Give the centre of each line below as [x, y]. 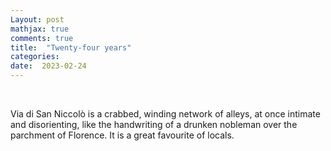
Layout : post [37, 19]
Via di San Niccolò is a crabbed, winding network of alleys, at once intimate [165, 114]
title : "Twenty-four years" [71, 47]
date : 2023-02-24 [48, 66]
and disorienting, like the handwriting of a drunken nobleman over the [154, 124]
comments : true [42, 38]
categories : [35, 57]
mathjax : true [40, 29]
